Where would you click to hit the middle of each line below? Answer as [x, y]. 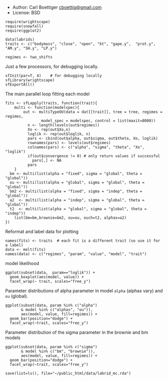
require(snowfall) [24, 26]
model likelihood [22, 263]
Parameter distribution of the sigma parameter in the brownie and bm [77, 332]
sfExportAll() [20, 85]
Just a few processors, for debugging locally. [52, 67]
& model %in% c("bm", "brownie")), [58, 351]
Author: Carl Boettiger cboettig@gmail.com [57, 7]
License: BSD [26, 13]
